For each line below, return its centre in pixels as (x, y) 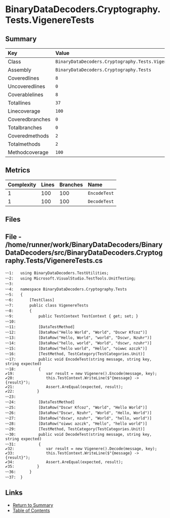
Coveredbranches (29, 119)
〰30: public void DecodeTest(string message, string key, (78, 435)
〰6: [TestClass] (30, 300)
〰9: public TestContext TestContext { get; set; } (72, 316)
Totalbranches (25, 128)
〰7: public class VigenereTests (47, 305)
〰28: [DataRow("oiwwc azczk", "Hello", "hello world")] (76, 424)
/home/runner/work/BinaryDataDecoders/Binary (84, 245)
